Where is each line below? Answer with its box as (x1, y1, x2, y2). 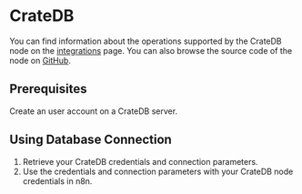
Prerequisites (9, 81, 87, 97)
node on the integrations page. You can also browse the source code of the (9, 45, 293, 56)
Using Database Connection (9, 132, 173, 148)
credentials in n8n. (22, 175, 93, 187)
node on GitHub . (9, 55, 71, 66)
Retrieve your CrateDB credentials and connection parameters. (22, 156, 258, 167)
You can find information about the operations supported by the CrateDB (9, 36, 282, 46)
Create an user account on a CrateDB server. (9, 106, 178, 117)
